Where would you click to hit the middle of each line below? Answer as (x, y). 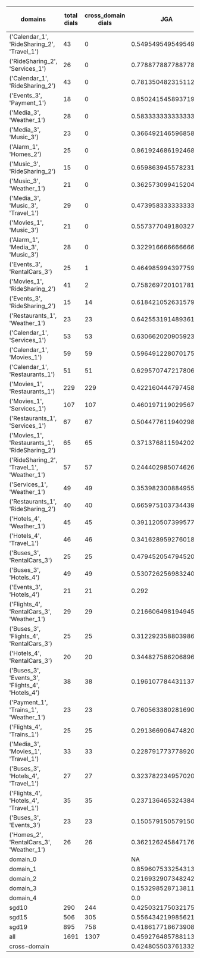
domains (33, 19)
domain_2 (23, 879)
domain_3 (23, 888)
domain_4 (23, 898)
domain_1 (23, 869)
